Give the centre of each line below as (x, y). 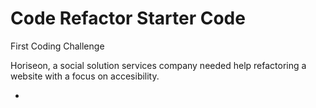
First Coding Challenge (57, 46)
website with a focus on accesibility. (85, 76)
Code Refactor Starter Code (128, 18)
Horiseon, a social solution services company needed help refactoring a (158, 65)
